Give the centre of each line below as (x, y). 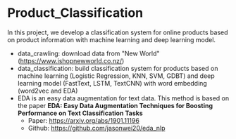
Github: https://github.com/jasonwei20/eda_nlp (97, 128)
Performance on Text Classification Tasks (80, 113)
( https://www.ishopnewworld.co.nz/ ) (71, 60)
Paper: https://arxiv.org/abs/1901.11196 (83, 120)
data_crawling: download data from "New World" (88, 53)
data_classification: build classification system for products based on (118, 68)
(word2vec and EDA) (48, 91)
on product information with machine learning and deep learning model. (112, 39)
